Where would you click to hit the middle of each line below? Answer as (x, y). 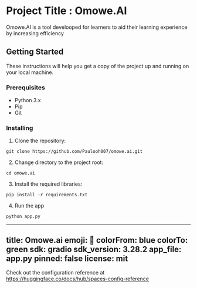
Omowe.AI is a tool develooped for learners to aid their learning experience (97, 27)
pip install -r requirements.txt (47, 195)
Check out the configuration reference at (55, 273)
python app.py (23, 217)
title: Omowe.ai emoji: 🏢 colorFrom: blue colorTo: (97, 240)
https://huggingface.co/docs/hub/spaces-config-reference (78, 279)
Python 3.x (28, 101)
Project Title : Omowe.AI (67, 11)
